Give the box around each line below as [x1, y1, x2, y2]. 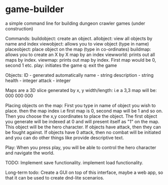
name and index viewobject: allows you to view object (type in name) [5, 40, 149, 47]
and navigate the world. [5, 150, 55, 156]
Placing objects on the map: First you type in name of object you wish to [5, 102, 156, 108]
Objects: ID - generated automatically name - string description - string [5, 72, 154, 78]
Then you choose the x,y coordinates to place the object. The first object [5, 113, 157, 119]
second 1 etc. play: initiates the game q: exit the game [5, 62, 117, 68]
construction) [5, 25, 33, 31]
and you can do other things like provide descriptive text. [5, 134, 124, 141]
